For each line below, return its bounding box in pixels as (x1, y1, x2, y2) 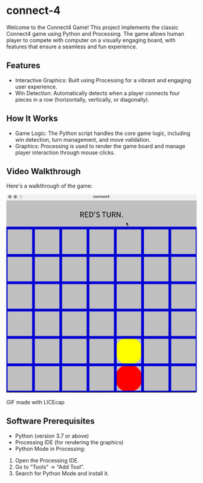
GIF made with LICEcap (6, 398, 65, 406)
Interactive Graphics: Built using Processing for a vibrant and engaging (14, 76, 192, 84)
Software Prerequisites (6, 416, 95, 427)
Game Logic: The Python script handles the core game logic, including (14, 130, 190, 137)
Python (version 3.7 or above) (14, 432, 89, 439)
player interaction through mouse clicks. (14, 149, 116, 156)
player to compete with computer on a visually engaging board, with (6, 36, 176, 44)
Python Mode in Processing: (14, 445, 86, 452)
